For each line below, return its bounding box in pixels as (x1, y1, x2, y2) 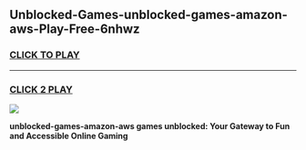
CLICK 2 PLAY (9, 83, 73, 95)
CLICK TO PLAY (9, 49, 80, 62)
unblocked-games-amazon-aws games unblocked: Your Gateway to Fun (9, 120, 291, 131)
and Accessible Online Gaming (9, 130, 128, 141)
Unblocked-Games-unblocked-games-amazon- (9, 7, 289, 23)
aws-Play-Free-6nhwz (9, 22, 140, 37)
